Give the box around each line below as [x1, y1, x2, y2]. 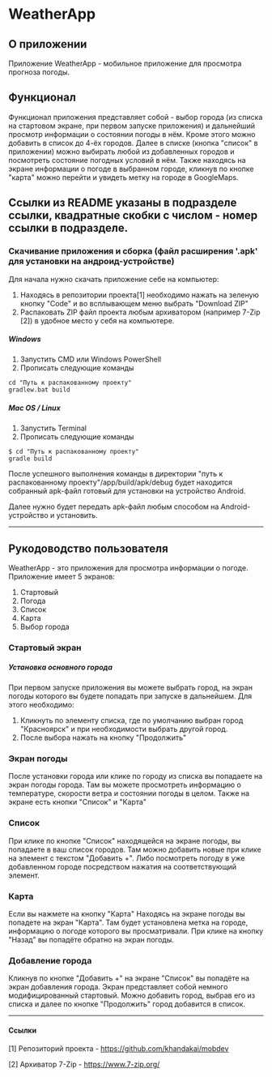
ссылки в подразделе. [8, 221, 129, 235]
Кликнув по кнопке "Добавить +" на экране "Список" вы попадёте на [8, 973, 249, 983]
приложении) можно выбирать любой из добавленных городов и [8, 147, 235, 156]
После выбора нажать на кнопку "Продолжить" [19, 733, 187, 742]
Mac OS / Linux [8, 403, 61, 413]
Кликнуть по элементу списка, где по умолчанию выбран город [19, 716, 244, 725]
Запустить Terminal [19, 423, 87, 434]
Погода [19, 596, 46, 606]
